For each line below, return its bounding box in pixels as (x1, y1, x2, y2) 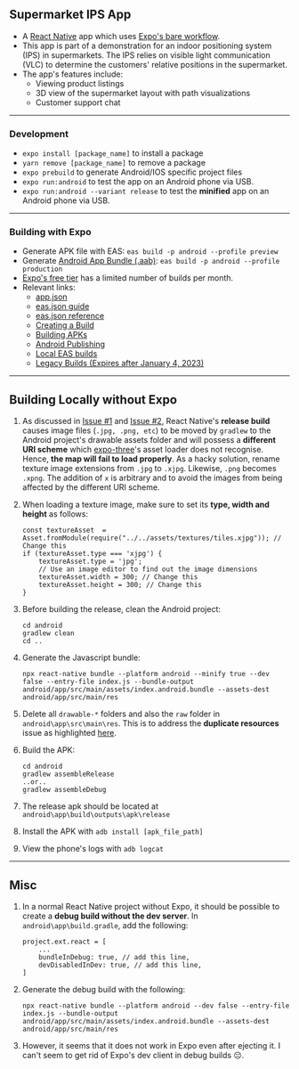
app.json (35, 291, 69, 302)
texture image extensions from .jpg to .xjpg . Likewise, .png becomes (21, 463, 278, 474)
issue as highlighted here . (21, 728, 117, 739)
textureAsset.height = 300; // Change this (38, 581, 202, 590)
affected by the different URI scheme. (21, 482, 160, 493)
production (21, 265, 63, 274)
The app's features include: (21, 69, 123, 79)
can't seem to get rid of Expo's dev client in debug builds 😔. (21, 1050, 245, 1061)
